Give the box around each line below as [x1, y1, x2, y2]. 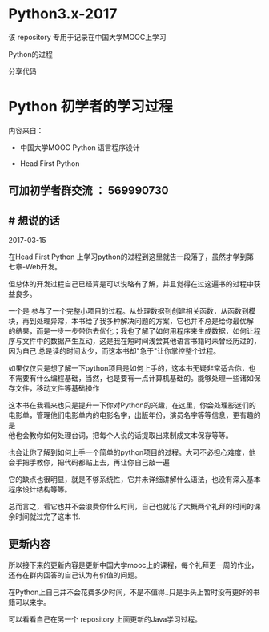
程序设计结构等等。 [8, 484, 72, 494]
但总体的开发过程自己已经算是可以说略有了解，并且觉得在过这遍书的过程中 [8, 279, 254, 289]
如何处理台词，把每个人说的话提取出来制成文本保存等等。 [42, 431, 233, 440]
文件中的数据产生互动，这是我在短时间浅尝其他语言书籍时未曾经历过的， [22, 336, 261, 346]
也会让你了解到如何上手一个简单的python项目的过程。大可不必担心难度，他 [8, 448, 256, 457]
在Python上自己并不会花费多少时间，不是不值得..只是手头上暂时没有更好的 [8, 587, 254, 597]
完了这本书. [42, 512, 82, 521]
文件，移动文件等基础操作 [14, 383, 100, 393]
